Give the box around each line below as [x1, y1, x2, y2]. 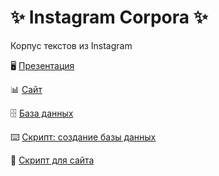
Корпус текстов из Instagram [10, 39, 133, 51]
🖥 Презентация [10, 59, 75, 71]
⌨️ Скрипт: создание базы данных [10, 131, 157, 143]
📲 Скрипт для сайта [10, 154, 95, 166]
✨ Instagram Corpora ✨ [10, 6, 208, 29]
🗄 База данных [10, 107, 74, 119]
